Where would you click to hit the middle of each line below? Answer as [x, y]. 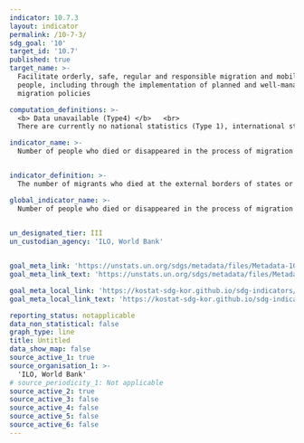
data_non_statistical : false [64, 324]
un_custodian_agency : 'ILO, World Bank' [87, 242]
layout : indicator [44, 26]
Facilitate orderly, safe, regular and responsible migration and [145, 77]
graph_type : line [42, 332]
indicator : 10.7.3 [44, 18]
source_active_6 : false [54, 425]
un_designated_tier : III [56, 233]
